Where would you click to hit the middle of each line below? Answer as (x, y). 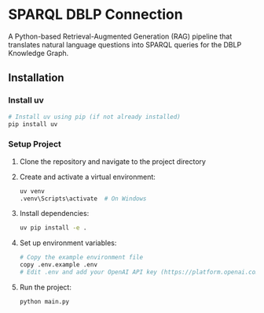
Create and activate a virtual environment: (87, 177)
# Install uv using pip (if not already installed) (94, 117)
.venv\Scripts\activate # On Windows (83, 199)
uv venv (32, 191)
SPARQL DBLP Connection (95, 15)
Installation (36, 78)
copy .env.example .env (59, 265)
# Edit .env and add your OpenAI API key (88, 272)
